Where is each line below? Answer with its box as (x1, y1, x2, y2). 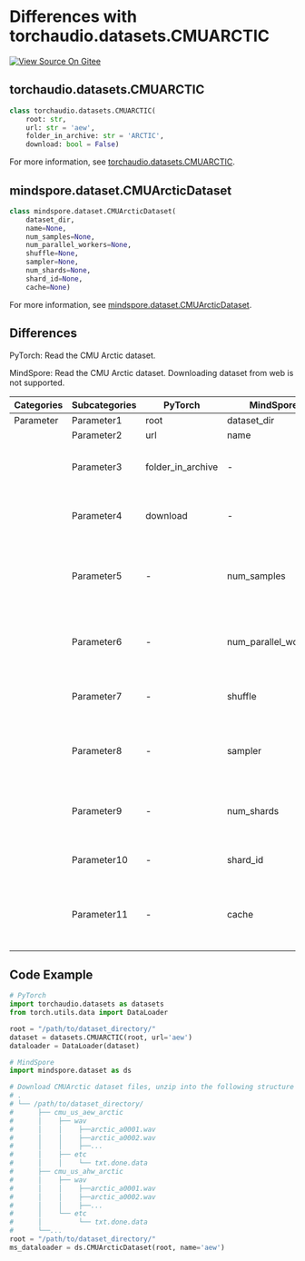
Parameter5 (71, 570, 123, 582)
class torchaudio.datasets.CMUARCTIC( (9, 106, 156, 115)
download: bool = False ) (25, 140, 120, 149)
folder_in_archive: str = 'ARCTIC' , (25, 132, 165, 141)
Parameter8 (71, 744, 123, 757)
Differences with (9, 6, 138, 27)
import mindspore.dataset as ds (9, 1066, 132, 1076)
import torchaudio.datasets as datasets (9, 999, 165, 1009)
